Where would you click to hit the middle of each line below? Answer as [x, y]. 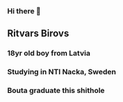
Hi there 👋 [24, 11]
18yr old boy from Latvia [49, 53]
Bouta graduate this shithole [56, 91]
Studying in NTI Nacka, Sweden [62, 72]
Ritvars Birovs [38, 34]
